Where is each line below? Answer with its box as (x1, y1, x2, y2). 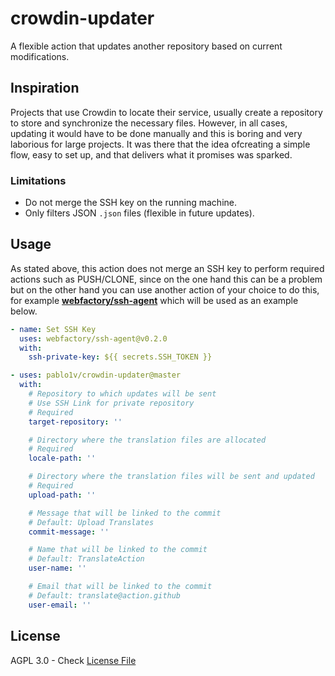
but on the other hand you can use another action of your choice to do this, (10, 283, 320, 296)
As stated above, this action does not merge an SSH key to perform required (10, 262, 325, 274)
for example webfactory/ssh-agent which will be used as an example (10, 294, 299, 306)
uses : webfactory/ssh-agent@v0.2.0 (19, 333, 168, 344)
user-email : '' (28, 600, 92, 610)
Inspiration (10, 80, 80, 97)
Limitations (10, 173, 67, 187)
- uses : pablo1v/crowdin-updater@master (10, 370, 182, 381)
